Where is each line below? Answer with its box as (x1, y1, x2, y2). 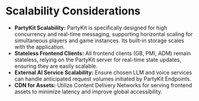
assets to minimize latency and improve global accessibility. (14, 88, 163, 95)
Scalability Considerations (5, 4, 141, 18)
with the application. (14, 43, 65, 50)
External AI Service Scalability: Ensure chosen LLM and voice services (14, 69, 192, 76)
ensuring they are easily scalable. (14, 62, 98, 70)
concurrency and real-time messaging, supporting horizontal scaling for (14, 30, 193, 37)
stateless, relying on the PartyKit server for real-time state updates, (14, 56, 182, 63)
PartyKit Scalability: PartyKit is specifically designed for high (14, 24, 168, 31)
